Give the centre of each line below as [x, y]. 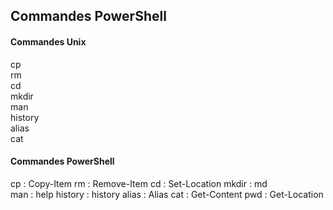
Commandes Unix [48, 41]
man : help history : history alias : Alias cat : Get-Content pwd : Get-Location [167, 194]
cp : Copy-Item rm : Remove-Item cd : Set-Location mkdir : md [139, 183]
